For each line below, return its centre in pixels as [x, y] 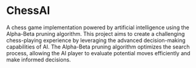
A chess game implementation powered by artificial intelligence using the [98, 27]
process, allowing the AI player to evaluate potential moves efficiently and [98, 53]
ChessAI [28, 11]
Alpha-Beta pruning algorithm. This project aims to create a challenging [96, 33]
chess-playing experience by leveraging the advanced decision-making [96, 40]
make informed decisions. [39, 59]
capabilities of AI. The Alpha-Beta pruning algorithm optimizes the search [98, 47]
